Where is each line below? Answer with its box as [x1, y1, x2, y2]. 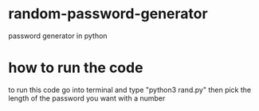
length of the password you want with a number [8, 93, 166, 103]
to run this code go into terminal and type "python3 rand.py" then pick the [8, 85, 252, 94]
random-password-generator [8, 5, 209, 23]
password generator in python [8, 31, 108, 40]
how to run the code [8, 59, 143, 77]
